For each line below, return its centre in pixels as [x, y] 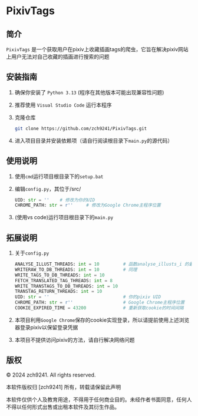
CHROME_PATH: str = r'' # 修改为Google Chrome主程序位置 [88, 205]
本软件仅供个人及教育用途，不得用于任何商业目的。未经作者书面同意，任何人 [99, 400]
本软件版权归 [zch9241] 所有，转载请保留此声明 [64, 387]
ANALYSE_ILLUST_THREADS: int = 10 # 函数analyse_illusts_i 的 [102, 264]
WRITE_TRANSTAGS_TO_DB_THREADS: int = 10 [66, 286]
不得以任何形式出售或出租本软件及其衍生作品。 [63, 407]
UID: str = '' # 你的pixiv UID [88, 297]
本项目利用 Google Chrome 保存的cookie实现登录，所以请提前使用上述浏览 [102, 320]
